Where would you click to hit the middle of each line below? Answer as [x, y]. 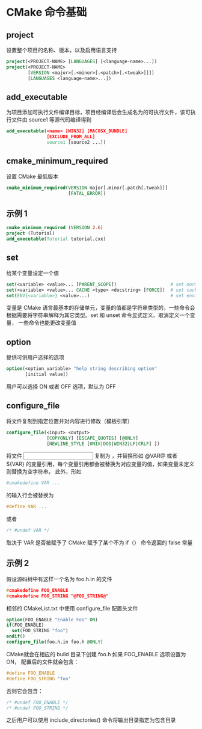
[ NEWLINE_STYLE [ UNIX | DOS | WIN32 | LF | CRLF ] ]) [103, 444]
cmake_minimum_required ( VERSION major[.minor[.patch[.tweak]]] [87, 188]
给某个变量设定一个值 [32, 273]
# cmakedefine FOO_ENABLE [37, 590]
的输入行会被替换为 [30, 495]
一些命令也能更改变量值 [47, 323]
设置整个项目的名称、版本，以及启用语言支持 [62, 50]
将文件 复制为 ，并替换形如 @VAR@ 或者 [92, 456]
